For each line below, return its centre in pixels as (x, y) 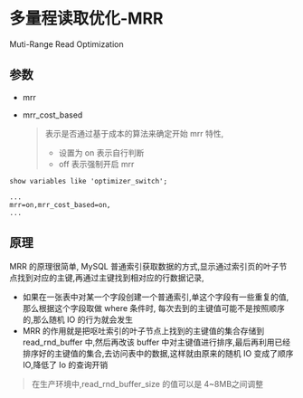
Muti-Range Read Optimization (66, 44)
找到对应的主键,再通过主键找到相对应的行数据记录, (111, 278)
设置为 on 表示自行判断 (101, 152)
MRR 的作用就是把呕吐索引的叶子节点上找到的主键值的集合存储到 (143, 330)
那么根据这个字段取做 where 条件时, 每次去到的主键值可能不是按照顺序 (153, 308)
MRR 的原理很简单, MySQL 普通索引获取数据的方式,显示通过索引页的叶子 (144, 266)
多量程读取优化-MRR (86, 19)
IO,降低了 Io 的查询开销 (65, 365)
